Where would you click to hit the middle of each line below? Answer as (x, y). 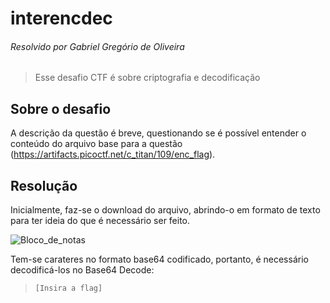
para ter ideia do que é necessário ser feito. (100, 221)
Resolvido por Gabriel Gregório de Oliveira (97, 46)
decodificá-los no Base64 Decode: (82, 270)
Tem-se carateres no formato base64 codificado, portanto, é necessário (159, 259)
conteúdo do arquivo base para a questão (96, 144)
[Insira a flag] (68, 288)
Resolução (44, 185)
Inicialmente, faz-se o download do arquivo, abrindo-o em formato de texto (165, 210)
